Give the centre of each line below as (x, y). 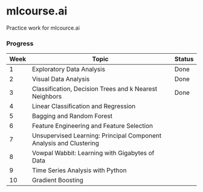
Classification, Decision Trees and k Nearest (95, 89)
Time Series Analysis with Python (79, 170)
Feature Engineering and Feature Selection (92, 126)
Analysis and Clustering (66, 143)
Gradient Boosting (58, 181)
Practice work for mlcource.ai (43, 28)
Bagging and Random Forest (72, 116)
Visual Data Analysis (61, 79)
